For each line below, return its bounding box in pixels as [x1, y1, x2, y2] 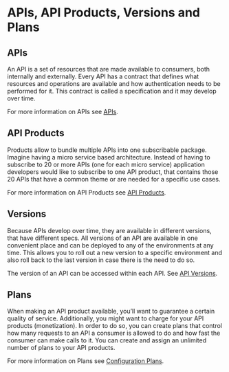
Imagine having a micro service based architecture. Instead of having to [7, 153, 211, 161]
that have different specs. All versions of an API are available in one [7, 234, 198, 242]
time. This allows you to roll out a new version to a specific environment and [7, 248, 222, 256]
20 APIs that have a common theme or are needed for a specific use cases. [7, 175, 221, 183]
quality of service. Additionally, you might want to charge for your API [7, 314, 204, 322]
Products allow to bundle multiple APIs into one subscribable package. [7, 146, 208, 154]
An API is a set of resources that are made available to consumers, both [7, 65, 210, 73]
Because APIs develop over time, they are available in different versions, [7, 226, 212, 234]
